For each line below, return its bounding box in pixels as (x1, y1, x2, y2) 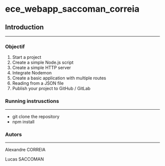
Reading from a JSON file (12, 80, 64, 86)
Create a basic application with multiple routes (12, 75, 107, 81)
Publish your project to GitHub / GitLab (12, 86, 91, 92)
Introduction (5, 23, 44, 31)
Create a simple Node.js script (12, 60, 74, 66)
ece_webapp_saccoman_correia (5, 3, 140, 15)
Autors (5, 131, 22, 138)
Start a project (12, 54, 42, 60)
